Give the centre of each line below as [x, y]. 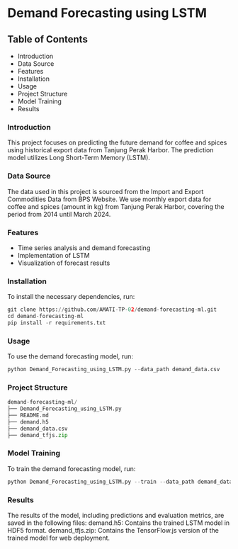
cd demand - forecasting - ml [45, 317]
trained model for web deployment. [59, 538]
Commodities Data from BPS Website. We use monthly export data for [109, 199]
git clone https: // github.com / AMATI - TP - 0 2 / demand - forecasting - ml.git [112, 310]
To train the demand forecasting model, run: [72, 468]
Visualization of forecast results [64, 263]
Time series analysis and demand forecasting [84, 248]
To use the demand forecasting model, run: [70, 356]
